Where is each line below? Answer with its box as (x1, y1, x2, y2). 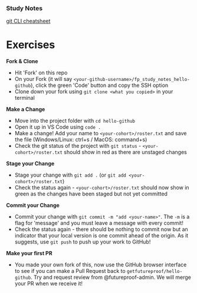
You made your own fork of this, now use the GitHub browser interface (14, 261, 187, 268)
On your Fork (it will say (14, 76, 73, 83)
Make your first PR (6, 250, 52, 257)
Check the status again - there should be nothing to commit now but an (14, 226, 189, 233)
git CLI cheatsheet (6, 18, 51, 25)
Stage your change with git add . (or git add (14, 171, 127, 178)
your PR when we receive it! (14, 280, 83, 287)
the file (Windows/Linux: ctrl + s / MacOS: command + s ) (14, 136, 147, 143)
